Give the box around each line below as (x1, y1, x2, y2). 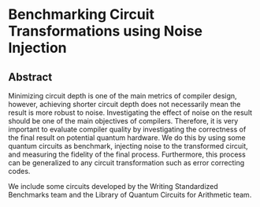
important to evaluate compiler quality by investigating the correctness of (8, 124, 247, 134)
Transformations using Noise (8, 22, 203, 40)
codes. (8, 167, 31, 176)
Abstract (8, 70, 53, 83)
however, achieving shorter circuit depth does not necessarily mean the (8, 100, 241, 109)
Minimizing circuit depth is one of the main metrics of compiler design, (8, 91, 238, 100)
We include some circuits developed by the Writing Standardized (8, 182, 218, 190)
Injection (8, 39, 67, 57)
